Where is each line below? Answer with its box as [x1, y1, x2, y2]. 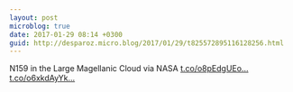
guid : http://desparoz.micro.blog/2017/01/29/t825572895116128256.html [9, 38, 284, 48]
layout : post [9, 13, 59, 23]
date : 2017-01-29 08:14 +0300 [9, 30, 124, 39]
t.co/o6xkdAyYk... [9, 73, 76, 84]
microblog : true [9, 22, 70, 31]
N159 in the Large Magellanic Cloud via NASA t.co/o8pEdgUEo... [9, 63, 249, 74]
